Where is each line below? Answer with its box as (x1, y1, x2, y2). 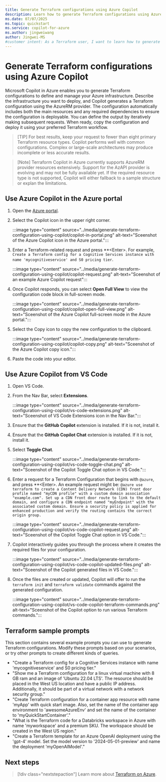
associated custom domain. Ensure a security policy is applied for (12, 504, 157, 509)
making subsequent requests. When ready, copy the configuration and (5, 119, 149, 125)
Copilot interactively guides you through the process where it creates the (12, 541, 161, 547)
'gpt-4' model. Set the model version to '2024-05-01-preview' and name (12, 739, 161, 744)
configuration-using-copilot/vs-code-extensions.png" (12, 408, 123, 413)
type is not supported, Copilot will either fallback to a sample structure (17, 175, 161, 181)
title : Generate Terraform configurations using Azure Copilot (5, 7, 138, 12)
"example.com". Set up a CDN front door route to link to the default (12, 495, 161, 500)
